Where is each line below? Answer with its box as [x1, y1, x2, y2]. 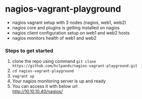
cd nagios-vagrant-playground [12, 69, 74, 74]
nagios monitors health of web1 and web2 [12, 35, 96, 41]
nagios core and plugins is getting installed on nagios [12, 24, 120, 30]
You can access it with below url [12, 83, 78, 89]
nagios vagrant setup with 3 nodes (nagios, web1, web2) [12, 20, 126, 25]
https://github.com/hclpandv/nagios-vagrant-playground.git [12, 63, 138, 69]
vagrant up [12, 74, 35, 79]
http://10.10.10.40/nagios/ [12, 89, 63, 95]
